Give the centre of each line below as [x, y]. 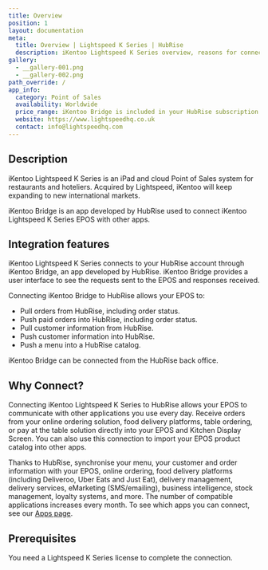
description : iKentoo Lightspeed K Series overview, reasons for [126, 53]
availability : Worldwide [57, 104]
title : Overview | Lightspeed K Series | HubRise [99, 45]
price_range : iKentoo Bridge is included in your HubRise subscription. [139, 112]
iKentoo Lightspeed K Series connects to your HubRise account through [126, 263]
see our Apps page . [41, 513]
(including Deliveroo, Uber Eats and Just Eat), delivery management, [120, 480]
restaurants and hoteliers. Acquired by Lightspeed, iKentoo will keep [120, 187]
